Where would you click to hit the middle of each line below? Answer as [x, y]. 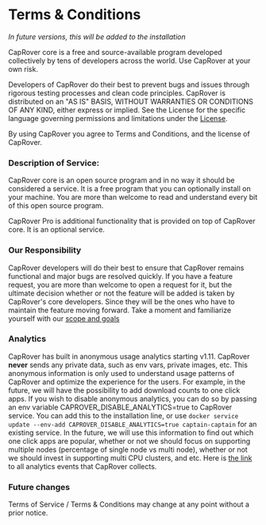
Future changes [39, 487]
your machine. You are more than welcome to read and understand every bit [133, 198]
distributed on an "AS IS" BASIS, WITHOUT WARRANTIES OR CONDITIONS [131, 101]
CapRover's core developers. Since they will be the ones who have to [122, 301]
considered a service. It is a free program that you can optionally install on [130, 189]
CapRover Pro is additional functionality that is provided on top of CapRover [132, 221]
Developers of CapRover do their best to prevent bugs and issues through [129, 84]
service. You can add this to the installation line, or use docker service [123, 415]
